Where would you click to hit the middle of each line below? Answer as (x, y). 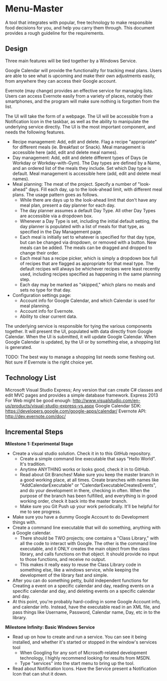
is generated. (19, 347)
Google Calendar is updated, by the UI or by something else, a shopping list (83, 342)
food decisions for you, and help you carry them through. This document (80, 27)
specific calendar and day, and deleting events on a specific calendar (84, 591)
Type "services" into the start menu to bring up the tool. (77, 664)
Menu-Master (34, 9)
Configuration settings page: (42, 295)
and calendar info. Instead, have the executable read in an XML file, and (86, 607)
